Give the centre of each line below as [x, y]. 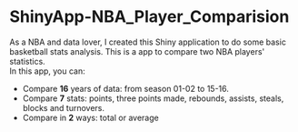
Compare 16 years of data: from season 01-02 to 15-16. [126, 88]
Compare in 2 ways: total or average [90, 117]
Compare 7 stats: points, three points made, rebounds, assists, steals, [153, 98]
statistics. [27, 61]
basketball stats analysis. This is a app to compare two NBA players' [137, 51]
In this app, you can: [48, 71]
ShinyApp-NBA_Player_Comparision [149, 17]
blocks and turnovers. [63, 107]
